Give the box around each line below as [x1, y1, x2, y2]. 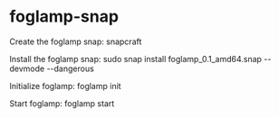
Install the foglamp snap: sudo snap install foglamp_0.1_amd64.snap [9, 53, 263, 64]
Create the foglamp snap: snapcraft [9, 36, 142, 47]
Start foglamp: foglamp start [9, 97, 115, 109]
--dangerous [46, 63, 95, 74]
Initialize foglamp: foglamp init [9, 80, 121, 91]
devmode [9, 63, 45, 74]
